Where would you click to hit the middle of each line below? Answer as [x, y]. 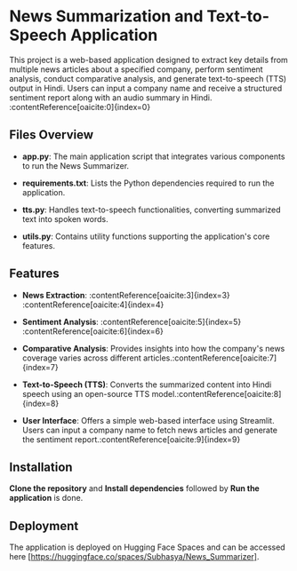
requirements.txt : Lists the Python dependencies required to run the [148, 183]
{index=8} [40, 403]
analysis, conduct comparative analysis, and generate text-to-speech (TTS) [148, 78]
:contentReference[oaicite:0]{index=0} [80, 107]
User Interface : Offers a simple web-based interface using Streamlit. [148, 420]
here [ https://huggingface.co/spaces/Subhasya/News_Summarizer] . [134, 557]
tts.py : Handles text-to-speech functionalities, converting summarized [152, 210]
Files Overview [52, 135]
